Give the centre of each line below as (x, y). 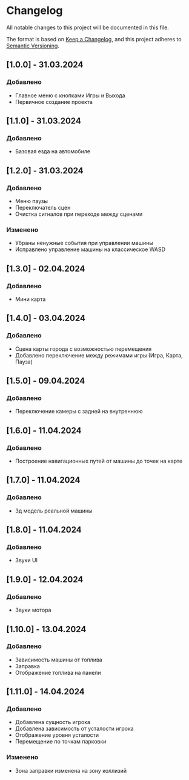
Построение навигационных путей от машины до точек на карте (99, 461)
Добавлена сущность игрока (53, 722)
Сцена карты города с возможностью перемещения (83, 349)
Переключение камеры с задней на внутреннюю (79, 412)
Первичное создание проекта (54, 102)
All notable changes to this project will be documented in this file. (88, 27)
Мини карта (30, 299)
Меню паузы (31, 201)
